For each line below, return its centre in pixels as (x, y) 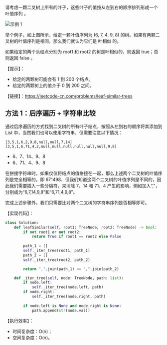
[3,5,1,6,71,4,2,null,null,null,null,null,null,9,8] (61, 146)
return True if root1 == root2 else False (77, 236)
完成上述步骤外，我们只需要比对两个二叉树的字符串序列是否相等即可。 (77, 202)
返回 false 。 (22, 58)
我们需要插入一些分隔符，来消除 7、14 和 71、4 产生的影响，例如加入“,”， (84, 185)
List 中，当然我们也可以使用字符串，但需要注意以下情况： (64, 132)
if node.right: (39, 292)
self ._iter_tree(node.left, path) (68, 287)
